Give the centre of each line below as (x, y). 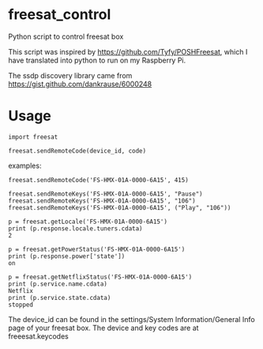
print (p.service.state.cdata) (60, 298)
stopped (21, 305)
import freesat (33, 137)
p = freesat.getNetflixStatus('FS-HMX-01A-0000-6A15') (100, 277)
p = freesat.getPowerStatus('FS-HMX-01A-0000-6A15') (97, 249)
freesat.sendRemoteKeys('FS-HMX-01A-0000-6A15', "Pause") (105, 194)
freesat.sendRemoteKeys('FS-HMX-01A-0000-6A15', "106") (102, 201)
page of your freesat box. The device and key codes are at (103, 328)
